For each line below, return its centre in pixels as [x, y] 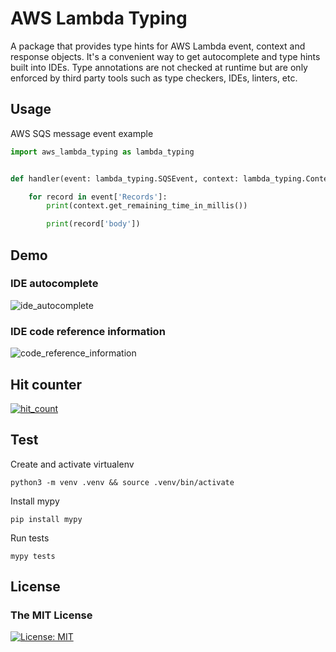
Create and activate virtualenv [72, 464]
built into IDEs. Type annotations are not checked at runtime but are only [159, 67]
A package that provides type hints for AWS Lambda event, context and [158, 46]
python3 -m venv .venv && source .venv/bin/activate [122, 482]
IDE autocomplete [54, 284]
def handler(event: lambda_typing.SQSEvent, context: [125, 178]
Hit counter [46, 384]
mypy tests [33, 556]
